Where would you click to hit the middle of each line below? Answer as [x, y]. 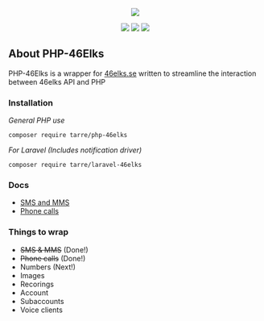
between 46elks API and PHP [57, 81]
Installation [31, 102]
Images [32, 275]
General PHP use [37, 120]
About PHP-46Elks [56, 54]
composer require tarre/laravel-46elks [75, 165]
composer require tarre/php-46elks [68, 135]
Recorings [37, 284]
